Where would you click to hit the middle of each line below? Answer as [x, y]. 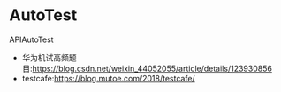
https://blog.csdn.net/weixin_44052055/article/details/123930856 [152, 68]
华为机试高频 [45, 57]
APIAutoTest [32, 39]
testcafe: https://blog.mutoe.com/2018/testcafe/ [109, 78]
